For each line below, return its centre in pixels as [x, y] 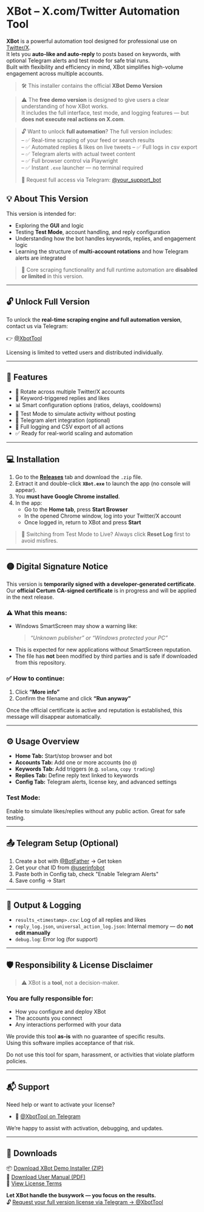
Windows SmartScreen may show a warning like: [76, 626]
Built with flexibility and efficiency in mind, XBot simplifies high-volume [95, 67]
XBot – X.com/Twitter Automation [93, 11]
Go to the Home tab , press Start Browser [76, 510]
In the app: [29, 503]
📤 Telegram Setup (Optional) [63, 843]
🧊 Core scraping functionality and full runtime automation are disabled [109, 269]
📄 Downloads [32, 1153]
